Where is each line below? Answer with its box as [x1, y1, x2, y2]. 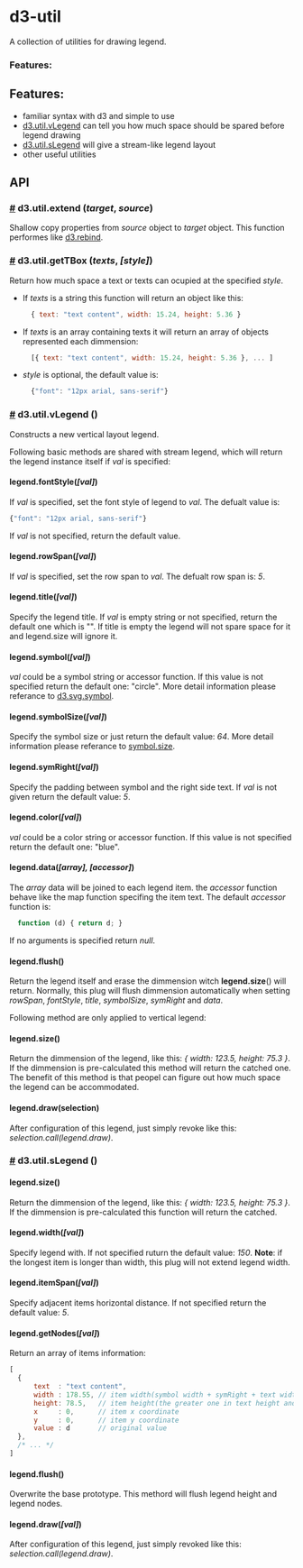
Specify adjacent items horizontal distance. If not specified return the [9, 1297, 267, 1308]
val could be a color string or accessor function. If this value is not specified [9, 831, 292, 842]
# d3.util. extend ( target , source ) [9, 201, 153, 214]
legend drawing [22, 129, 81, 141]
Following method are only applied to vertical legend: [9, 1013, 207, 1023]
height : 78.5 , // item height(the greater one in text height [32, 1398, 280, 1408]
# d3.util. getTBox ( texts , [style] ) [9, 254, 153, 267]
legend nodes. [9, 1499, 63, 1509]
